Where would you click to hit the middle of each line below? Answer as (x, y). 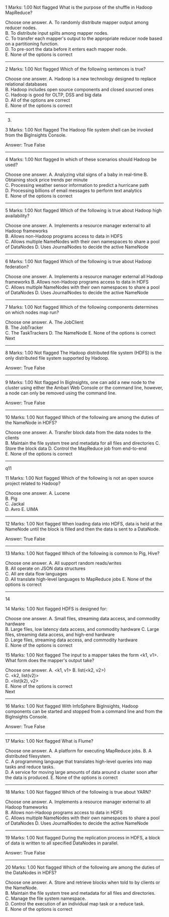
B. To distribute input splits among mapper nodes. (57, 33)
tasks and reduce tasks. (30, 767)
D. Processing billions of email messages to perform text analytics (74, 190)
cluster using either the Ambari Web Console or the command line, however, (84, 388)
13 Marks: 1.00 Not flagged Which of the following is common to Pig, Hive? (82, 553)
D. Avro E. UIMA (22, 509)
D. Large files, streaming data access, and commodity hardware (71, 640)
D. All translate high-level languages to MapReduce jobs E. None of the (79, 579)
